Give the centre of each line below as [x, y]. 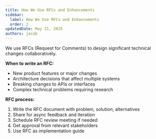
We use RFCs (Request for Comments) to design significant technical [78, 48]
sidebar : [15, 15]
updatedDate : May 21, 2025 [34, 29]
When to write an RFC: [30, 63]
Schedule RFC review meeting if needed [55, 120]
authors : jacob [21, 34]
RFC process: [20, 99]
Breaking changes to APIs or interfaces [54, 84]
